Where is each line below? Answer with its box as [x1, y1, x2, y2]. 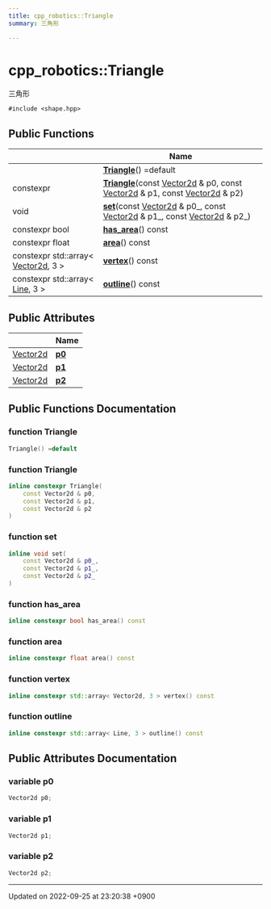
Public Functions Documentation [8, 402, 177, 416]
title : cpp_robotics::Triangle [8, 11, 114, 20]
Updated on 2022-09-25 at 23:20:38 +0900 [8, 891, 156, 901]
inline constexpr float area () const [8, 655, 135, 663]
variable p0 [8, 776, 54, 787]
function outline [8, 711, 73, 723]
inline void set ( [8, 550, 67, 558]
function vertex [8, 673, 71, 685]
